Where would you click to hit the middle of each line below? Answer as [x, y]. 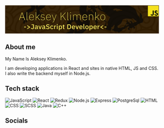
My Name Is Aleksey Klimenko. [36, 59]
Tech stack [22, 88]
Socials [17, 121]
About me [20, 47]
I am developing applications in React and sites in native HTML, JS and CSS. [82, 68]
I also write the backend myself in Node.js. [48, 73]
